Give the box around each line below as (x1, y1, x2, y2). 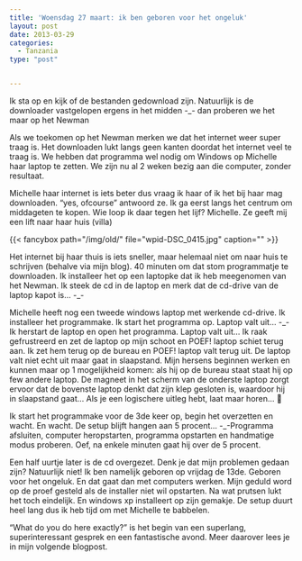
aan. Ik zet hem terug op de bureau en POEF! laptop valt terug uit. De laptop (9, 346, 291, 356)
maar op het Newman (9, 114, 90, 125)
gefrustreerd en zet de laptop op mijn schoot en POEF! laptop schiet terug (9, 336, 284, 347)
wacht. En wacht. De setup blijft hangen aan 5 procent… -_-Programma (9, 421, 274, 430)
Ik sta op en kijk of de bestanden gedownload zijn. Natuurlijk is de (9, 95, 254, 106)
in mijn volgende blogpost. (9, 541, 108, 552)
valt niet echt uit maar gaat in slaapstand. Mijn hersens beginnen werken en (9, 355, 290, 366)
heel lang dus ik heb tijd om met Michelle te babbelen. (9, 505, 210, 515)
